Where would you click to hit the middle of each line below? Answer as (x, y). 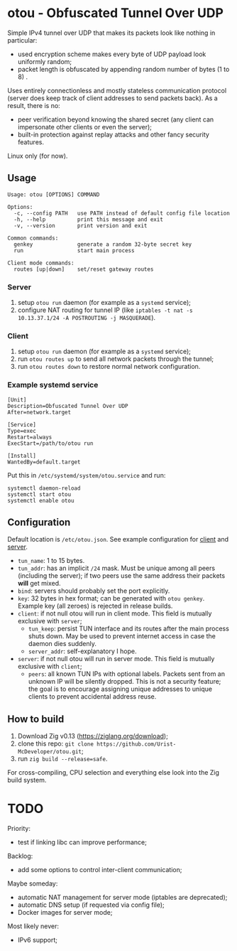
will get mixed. (39, 584)
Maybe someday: (33, 883)
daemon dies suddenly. (62, 644)
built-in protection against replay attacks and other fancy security (113, 134)
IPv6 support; (38, 940)
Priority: (19, 829)
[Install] (22, 456)
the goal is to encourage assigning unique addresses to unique (120, 689)
